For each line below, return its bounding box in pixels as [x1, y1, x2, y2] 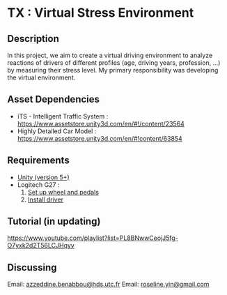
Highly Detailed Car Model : [17, 127, 97, 135]
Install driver [27, 195, 64, 204]
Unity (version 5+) [17, 173, 70, 181]
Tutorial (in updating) [7, 215, 101, 227]
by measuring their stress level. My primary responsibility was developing [7, 66, 219, 74]
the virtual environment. [7, 73, 76, 82]
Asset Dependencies [7, 93, 100, 105]
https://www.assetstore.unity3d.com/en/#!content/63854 [17, 134, 182, 142]
